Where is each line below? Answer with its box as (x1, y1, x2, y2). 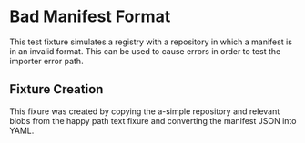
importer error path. (9, 55, 84, 66)
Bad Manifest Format (9, 6, 171, 27)
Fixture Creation (9, 81, 104, 97)
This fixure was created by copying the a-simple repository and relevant (9, 106, 280, 117)
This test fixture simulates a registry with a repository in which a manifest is (9, 36, 293, 47)
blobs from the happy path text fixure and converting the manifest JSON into (9, 115, 297, 126)
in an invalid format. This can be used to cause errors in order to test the (9, 45, 281, 56)
